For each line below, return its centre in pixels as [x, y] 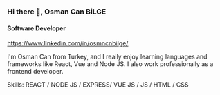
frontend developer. [35, 72]
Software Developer [37, 28]
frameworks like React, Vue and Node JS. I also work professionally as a [110, 64]
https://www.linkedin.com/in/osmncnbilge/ [68, 43]
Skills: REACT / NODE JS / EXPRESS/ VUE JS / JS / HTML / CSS [98, 85]
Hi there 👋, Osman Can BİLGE [57, 12]
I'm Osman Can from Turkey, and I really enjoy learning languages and [107, 57]
